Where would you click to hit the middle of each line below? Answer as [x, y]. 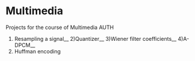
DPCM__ [25, 45]
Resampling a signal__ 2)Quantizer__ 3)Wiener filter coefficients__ [95, 38]
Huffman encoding [37, 51]
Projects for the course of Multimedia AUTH [60, 27]
